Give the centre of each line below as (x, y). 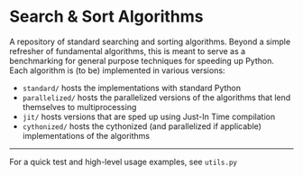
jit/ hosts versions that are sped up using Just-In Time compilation (149, 116)
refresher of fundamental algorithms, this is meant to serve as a (128, 51)
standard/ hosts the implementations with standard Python (132, 88)
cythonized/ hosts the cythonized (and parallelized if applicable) (142, 126)
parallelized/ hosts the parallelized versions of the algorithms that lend (156, 97)
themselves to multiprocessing (79, 107)
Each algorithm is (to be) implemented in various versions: (117, 70)
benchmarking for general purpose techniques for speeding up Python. (142, 60)
